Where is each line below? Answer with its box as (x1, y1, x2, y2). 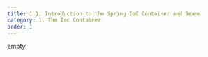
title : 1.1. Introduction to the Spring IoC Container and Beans (7, 10, 201, 17)
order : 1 (7, 23, 33, 30)
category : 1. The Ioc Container (7, 17, 101, 24)
